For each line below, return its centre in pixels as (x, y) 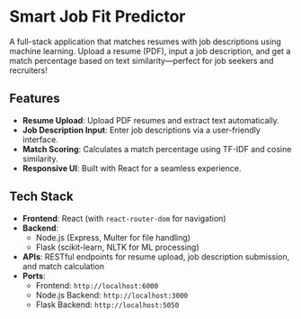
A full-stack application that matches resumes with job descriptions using (145, 41)
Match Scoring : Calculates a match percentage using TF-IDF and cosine (157, 149)
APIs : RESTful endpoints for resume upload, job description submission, (156, 256)
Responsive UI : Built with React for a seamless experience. (132, 168)
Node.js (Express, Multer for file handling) (113, 237)
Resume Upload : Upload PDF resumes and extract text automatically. (151, 120)
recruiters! (28, 70)
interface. (40, 139)
